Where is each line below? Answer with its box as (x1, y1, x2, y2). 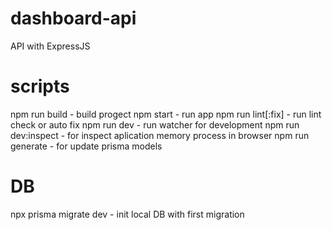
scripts (10, 75, 70, 98)
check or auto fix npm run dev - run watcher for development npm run (10, 118, 300, 131)
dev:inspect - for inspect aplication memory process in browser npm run (10, 129, 310, 141)
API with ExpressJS (10, 40, 91, 52)
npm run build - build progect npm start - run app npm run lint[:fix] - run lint (10, 108, 322, 120)
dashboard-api (10, 7, 137, 30)
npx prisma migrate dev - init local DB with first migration (10, 208, 245, 220)
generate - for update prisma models (10, 140, 163, 152)
